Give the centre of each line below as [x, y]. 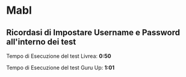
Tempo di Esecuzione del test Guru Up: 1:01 [60, 67]
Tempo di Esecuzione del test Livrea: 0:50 [59, 56]
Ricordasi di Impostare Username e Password [93, 33]
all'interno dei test [41, 41]
